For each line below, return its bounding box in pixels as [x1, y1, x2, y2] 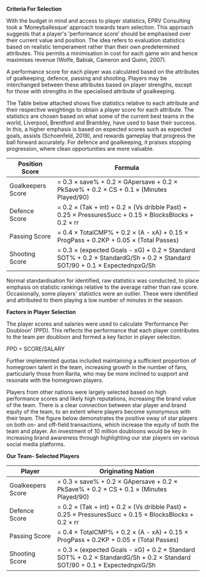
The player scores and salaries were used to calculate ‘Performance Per [6, 320, 189, 327]
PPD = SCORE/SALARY [6, 345, 65, 352]
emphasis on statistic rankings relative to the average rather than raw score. [6, 283, 199, 291]
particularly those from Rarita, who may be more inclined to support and [6, 370, 189, 377]
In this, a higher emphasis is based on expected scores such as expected [6, 126, 192, 132]
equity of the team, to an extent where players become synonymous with [6, 408, 191, 415]
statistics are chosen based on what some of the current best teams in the [6, 113, 194, 120]
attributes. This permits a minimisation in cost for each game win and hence [6, 50, 198, 57]
